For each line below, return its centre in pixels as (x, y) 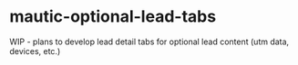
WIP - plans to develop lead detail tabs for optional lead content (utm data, (149, 42)
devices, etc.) (35, 51)
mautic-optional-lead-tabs (113, 17)
